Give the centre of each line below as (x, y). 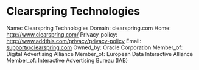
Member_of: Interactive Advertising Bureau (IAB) (67, 60)
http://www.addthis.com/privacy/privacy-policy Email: (74, 41)
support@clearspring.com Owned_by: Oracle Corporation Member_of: (95, 47)
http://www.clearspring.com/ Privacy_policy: (62, 34)
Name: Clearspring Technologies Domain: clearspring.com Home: (89, 28)
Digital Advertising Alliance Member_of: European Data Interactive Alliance (100, 54)
